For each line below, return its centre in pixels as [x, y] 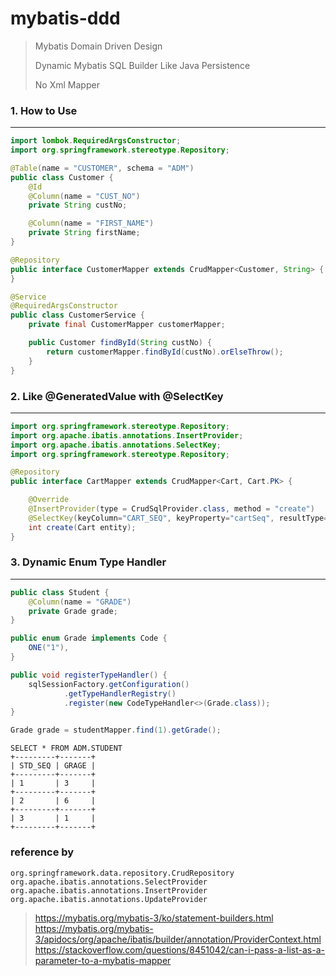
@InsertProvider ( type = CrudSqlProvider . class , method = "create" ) [171, 509]
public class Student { [60, 592]
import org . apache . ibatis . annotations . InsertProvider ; [127, 435]
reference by [42, 852]
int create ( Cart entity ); [82, 527]
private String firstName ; [84, 233]
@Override [49, 500]
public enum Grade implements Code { [89, 638]
